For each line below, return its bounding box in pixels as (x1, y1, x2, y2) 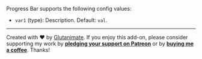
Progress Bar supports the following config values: (6, 5, 132, 12)
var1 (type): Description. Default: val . (14, 17, 108, 23)
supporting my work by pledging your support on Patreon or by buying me (6, 40, 194, 47)
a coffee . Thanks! (6, 46, 50, 53)
